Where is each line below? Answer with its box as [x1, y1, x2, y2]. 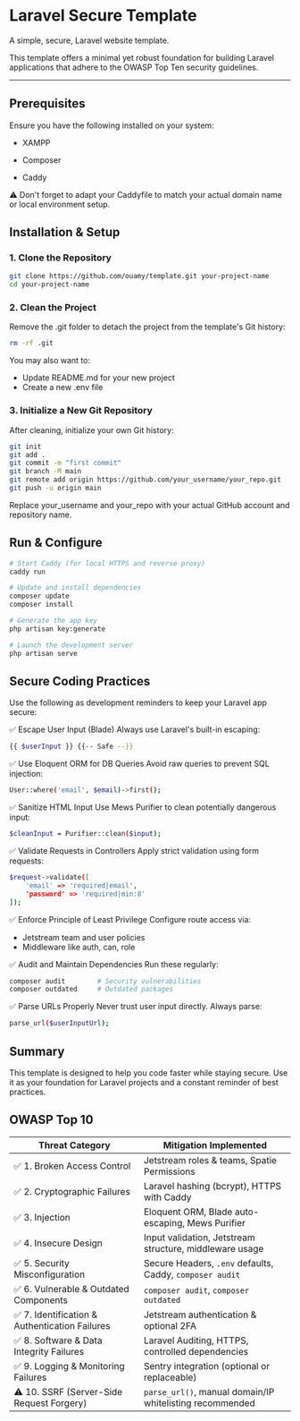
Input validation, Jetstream [143, 1231, 256, 1244]
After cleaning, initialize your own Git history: [9, 424, 174, 435]
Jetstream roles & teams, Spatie [143, 1153, 277, 1166]
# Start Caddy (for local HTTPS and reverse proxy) [9, 558, 205, 568]
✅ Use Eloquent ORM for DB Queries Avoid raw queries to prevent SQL [9, 758, 270, 770]
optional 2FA [143, 1319, 197, 1332]
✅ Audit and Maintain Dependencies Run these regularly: [9, 958, 219, 969]
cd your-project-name [9, 280, 90, 289]
